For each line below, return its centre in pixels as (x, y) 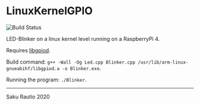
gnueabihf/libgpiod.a (33, 69)
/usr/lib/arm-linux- (163, 62)
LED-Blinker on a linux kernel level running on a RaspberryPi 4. (83, 39)
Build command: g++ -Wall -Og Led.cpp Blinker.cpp (71, 62)
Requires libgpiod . (28, 50)
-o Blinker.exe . (82, 68)
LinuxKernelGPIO (50, 11)
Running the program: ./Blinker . (46, 79)
